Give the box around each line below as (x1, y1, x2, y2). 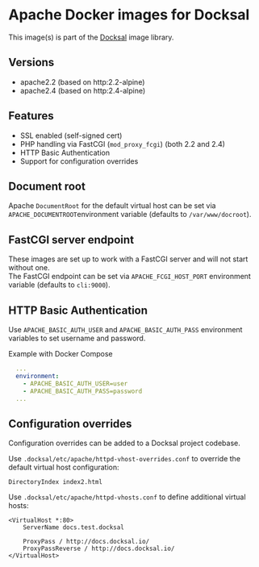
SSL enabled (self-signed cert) (19, 131, 123, 140)
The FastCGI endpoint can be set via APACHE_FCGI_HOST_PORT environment (8, 272, 252, 281)
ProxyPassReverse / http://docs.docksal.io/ (23, 544, 175, 553)
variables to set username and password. (8, 333, 146, 343)
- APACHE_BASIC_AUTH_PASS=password (23, 387, 143, 395)
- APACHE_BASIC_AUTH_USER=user (23, 379, 128, 388)
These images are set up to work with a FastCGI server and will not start (8, 254, 249, 264)
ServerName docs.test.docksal (23, 523, 125, 532)
